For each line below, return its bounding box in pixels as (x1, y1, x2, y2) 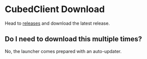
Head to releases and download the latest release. (5, 20, 110, 26)
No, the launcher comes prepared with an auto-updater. (5, 48, 122, 54)
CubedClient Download (5, 4, 105, 15)
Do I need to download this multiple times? (5, 35, 142, 43)
